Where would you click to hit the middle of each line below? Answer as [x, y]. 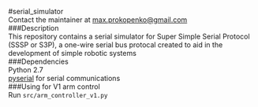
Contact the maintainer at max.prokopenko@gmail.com [98, 20]
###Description [34, 28]
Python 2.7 [26, 70]
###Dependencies [38, 61]
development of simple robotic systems [72, 53]
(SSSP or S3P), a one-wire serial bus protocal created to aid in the [116, 45]
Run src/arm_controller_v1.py [58, 95]
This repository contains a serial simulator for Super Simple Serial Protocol [129, 36]
